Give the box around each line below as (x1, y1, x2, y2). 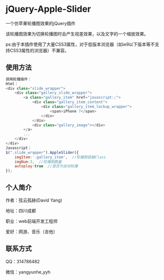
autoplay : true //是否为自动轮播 (14, 164, 78, 169)
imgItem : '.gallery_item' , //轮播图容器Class (14, 154, 106, 160)
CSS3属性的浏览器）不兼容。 (9, 47, 69, 53)
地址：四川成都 (5, 208, 36, 213)
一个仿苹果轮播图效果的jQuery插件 (5, 20, 76, 26)
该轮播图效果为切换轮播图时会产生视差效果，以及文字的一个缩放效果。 (5, 31, 149, 36)
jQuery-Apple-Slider (5, 3, 91, 15)
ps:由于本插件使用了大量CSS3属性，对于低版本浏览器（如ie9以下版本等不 (5, 41, 155, 47)
